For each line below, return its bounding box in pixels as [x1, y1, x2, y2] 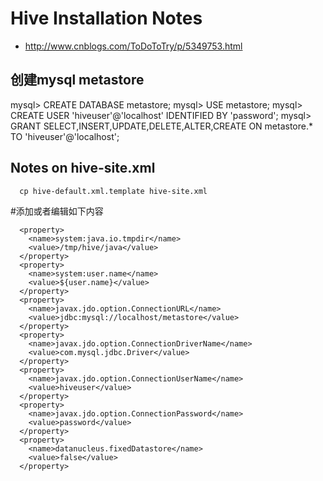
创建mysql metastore [10, 72, 145, 89]
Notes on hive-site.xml [10, 160, 156, 177]
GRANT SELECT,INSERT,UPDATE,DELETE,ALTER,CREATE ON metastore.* [10, 120, 313, 132]
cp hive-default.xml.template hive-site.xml [19, 186, 208, 196]
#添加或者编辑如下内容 [10, 205, 104, 217]
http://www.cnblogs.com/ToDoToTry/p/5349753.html [24, 40, 243, 52]
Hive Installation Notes [10, 7, 203, 30]
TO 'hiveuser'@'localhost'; [10, 130, 120, 142]
